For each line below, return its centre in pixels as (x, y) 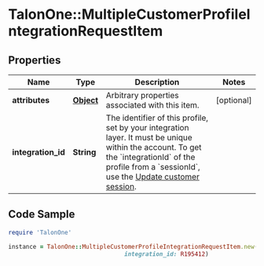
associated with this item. (152, 105)
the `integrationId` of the (150, 157)
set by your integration (147, 128)
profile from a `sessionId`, (153, 167)
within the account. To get (154, 147)
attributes (31, 100)
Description (157, 82)
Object (86, 100)
